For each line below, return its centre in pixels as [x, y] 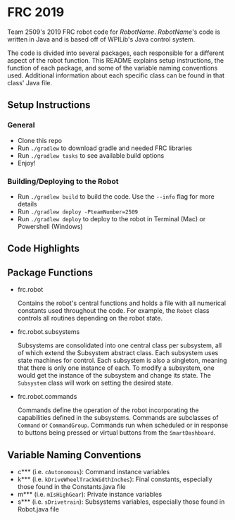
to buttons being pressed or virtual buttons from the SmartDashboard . [116, 433]
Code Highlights [43, 248]
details [27, 204]
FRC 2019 [36, 12]
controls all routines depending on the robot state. [90, 318]
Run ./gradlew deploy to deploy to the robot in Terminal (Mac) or [112, 218]
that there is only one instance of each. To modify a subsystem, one [116, 368]
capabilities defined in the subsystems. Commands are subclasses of [118, 418]
